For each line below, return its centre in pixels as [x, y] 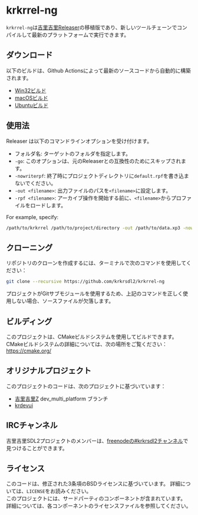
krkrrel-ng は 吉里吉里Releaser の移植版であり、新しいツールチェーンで [92, 27]
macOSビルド [31, 97]
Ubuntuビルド [32, 105]
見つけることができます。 [37, 448]
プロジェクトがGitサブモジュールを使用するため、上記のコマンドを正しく [95, 294]
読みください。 [73, 491]
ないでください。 [35, 183]
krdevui [24, 405]
